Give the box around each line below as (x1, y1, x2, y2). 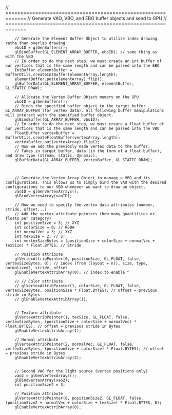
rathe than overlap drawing (5, 41, 66, 46)
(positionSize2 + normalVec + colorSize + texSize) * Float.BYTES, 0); (5, 400, 162, 405)
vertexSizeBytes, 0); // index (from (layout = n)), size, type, (5, 261, 148, 266)
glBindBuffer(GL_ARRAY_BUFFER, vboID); (14, 117, 100, 122)
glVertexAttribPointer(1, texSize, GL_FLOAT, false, (14, 315, 130, 320)
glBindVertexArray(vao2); (14, 378, 70, 383)
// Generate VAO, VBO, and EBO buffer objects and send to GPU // (27, 15, 167, 21)
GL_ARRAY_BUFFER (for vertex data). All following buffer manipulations (5, 108, 164, 113)
